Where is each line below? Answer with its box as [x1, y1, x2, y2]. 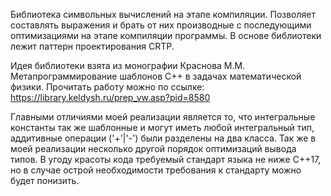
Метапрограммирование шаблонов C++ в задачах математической [10, 70, 302, 82]
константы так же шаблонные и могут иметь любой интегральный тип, [10, 122, 315, 133]
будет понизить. [10, 175, 80, 186]
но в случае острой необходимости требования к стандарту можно [10, 164, 302, 176]
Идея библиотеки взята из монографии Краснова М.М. [10, 60, 246, 71]
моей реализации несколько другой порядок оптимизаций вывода [10, 143, 297, 154]
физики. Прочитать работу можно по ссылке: [10, 81, 205, 93]
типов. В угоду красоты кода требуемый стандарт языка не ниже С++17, [10, 154, 322, 165]
